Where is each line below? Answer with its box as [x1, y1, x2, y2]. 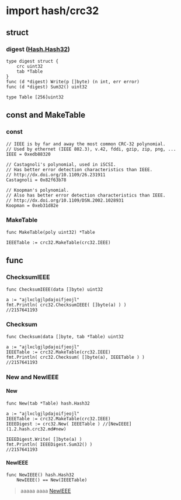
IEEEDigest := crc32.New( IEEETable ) [6, 421, 100, 427]
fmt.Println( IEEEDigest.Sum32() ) [6, 441, 93, 447]
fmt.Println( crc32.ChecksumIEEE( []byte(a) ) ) [6, 302, 127, 308]
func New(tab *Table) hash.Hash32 [6, 400, 90, 406]
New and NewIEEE [6, 373, 59, 381]
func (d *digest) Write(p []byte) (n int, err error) [6, 79, 140, 84]
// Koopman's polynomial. [6, 187, 69, 193]
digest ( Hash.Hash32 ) [6, 45, 70, 53]
